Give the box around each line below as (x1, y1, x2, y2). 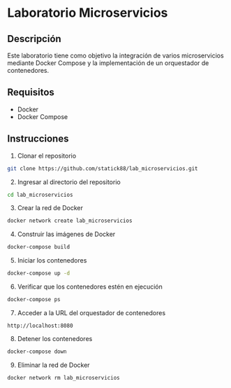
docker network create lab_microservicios (7, 217, 133, 225)
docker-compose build (7, 244, 70, 251)
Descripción (7, 33, 61, 45)
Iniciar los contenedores (17, 256, 87, 265)
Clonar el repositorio (17, 151, 77, 160)
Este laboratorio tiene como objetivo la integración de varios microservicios (7, 51, 225, 60)
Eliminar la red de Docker (17, 361, 90, 369)
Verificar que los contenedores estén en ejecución (17, 282, 163, 291)
